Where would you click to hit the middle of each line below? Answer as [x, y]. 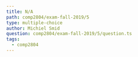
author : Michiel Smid [33, 28]
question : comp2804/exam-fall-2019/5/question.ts [69, 34]
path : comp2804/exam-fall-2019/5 [48, 17]
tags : [13, 39]
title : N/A [20, 12]
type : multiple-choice [34, 23]
